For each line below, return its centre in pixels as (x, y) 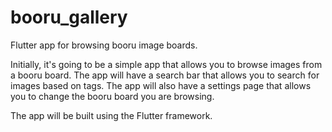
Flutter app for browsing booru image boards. (104, 45)
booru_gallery (69, 17)
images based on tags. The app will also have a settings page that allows (161, 85)
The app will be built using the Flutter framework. (111, 115)
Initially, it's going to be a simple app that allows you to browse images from (166, 64)
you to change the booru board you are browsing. (112, 96)
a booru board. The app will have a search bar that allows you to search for (165, 75)
